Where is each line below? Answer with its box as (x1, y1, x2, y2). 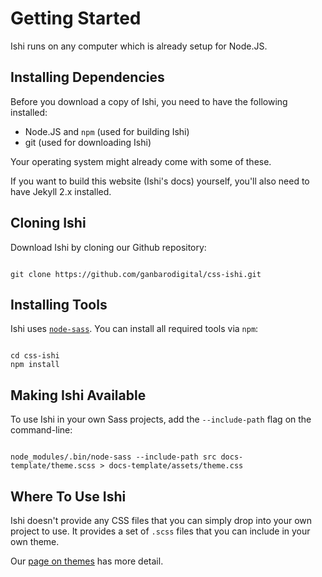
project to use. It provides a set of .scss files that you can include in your (10, 525, 311, 537)
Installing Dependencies (10, 69, 165, 86)
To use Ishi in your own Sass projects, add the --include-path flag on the (10, 413, 312, 426)
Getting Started (10, 7, 142, 30)
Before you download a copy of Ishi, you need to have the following (10, 95, 288, 107)
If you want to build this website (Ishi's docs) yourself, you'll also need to (10, 175, 310, 187)
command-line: (10, 424, 73, 436)
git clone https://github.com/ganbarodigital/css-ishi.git (10, 269, 262, 279)
